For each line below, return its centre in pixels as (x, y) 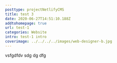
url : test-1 (17, 28)
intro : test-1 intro (26, 37)
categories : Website (26, 32)
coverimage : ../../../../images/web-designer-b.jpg (58, 42)
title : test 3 (19, 14)
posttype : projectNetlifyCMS (35, 10)
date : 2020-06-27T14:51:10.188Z (38, 19)
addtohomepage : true (26, 23)
